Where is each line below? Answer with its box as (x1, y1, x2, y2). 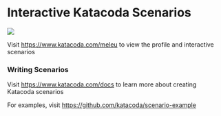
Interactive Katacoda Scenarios (7, 5, 191, 21)
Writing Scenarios (7, 65, 69, 74)
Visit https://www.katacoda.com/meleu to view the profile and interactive (7, 40, 215, 49)
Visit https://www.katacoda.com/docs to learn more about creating (7, 80, 197, 89)
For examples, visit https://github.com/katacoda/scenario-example (7, 101, 196, 109)
